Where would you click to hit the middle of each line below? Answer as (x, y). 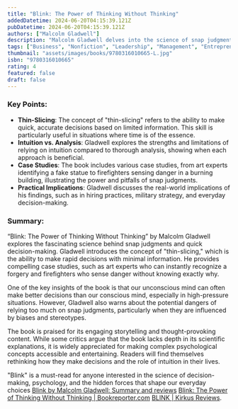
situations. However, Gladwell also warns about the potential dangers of (112, 302)
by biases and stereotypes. (47, 317)
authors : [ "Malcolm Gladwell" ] (53, 34)
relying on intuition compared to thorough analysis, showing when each (122, 150)
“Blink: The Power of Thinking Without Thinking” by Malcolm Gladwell (109, 236)
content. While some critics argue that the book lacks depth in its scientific (116, 339)
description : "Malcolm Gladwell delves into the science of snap (106, 40)
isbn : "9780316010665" (41, 60)
